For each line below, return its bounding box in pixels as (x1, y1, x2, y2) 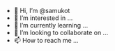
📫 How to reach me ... (13, 37, 79, 44)
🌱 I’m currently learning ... (13, 21, 89, 29)
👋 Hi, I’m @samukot (13, 7, 70, 14)
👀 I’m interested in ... (13, 14, 73, 22)
